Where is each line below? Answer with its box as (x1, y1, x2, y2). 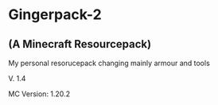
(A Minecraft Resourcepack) (8, 37, 152, 51)
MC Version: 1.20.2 (8, 89, 70, 99)
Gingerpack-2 (8, 6, 102, 24)
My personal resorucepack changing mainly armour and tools (8, 58, 211, 68)
